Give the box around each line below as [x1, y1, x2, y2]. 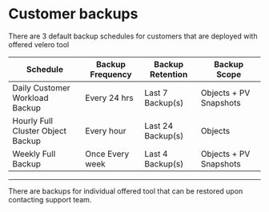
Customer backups [8, 5, 139, 23]
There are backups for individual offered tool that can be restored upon [8, 186, 243, 196]
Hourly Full [12, 115, 54, 126]
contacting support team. [8, 194, 92, 204]
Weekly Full [12, 148, 56, 159]
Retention [149, 69, 188, 80]
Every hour [85, 125, 126, 136]
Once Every [85, 148, 130, 159]
